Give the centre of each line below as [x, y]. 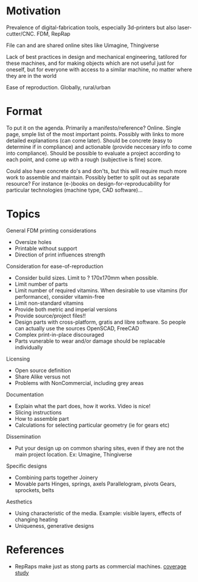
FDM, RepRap [54, 33]
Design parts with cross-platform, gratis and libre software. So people [100, 322]
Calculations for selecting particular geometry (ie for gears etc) [92, 425]
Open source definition [43, 370]
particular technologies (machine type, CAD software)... [74, 190]
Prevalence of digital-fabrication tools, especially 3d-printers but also [91, 27]
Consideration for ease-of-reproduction [55, 266]
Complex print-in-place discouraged [59, 334]
